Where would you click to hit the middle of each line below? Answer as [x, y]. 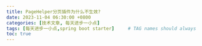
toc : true [19, 34]
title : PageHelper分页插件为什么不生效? [54, 12]
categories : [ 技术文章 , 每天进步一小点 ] [53, 23]
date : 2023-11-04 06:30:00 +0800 [49, 17]
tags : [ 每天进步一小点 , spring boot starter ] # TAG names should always [101, 28]
